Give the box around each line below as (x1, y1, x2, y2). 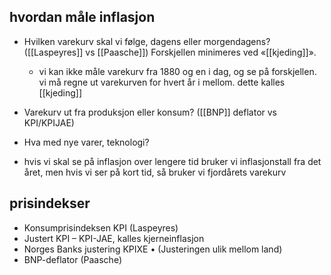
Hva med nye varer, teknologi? (23, 136, 150, 148)
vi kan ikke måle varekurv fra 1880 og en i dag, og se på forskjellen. (38, 65, 317, 77)
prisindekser (9, 195, 91, 212)
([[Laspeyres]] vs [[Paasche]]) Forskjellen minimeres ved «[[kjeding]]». (23, 46, 317, 58)
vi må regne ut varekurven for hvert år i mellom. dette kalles (38, 76, 286, 88)
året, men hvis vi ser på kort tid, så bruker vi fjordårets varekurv (23, 166, 287, 178)
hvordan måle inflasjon (9, 9, 156, 26)
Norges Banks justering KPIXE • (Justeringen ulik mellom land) (23, 243, 283, 255)
